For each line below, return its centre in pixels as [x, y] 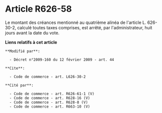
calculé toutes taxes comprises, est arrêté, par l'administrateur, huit [84, 27]
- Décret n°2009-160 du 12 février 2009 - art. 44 [62, 59]
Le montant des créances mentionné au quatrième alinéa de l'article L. [76, 22]
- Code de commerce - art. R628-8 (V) [49, 102]
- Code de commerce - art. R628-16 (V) [50, 98]
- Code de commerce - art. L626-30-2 [48, 76]
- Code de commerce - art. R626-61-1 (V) [52, 94]
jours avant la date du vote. [32, 33]
